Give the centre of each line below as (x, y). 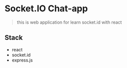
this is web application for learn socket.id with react (69, 22)
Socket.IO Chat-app (46, 9)
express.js (22, 60)
